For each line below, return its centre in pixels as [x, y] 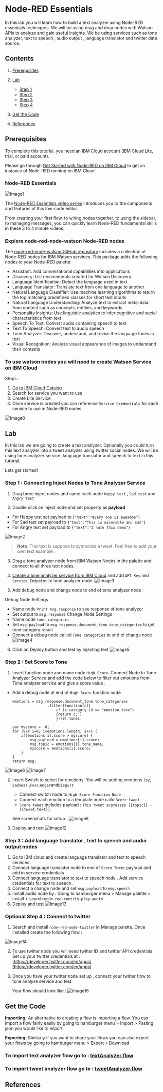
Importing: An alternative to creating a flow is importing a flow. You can [77, 1018]
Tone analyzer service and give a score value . [59, 683]
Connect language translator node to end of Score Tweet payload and [81, 868]
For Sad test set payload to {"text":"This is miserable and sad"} [79, 522]
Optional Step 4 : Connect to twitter [48, 917]
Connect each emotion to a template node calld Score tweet [80, 799]
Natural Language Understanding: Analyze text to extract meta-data [80, 303]
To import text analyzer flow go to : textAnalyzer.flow [69, 1056]
